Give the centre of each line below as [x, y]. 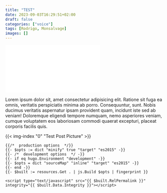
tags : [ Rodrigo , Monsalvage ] [36, 29]
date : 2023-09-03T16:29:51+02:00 [40, 15]
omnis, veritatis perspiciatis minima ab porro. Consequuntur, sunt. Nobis [80, 105]
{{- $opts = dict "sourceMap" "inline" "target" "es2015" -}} [72, 163]
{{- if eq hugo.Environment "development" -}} [55, 159]
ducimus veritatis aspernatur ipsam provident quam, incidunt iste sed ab [80, 110]
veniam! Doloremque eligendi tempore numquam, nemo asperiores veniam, [84, 116]
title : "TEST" [20, 10]
